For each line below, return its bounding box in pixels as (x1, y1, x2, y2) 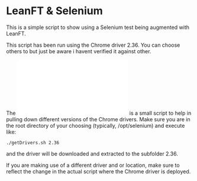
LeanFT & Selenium (6, 4, 103, 18)
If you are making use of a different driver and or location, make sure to (6, 161, 180, 169)
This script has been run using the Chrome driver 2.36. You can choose (6, 41, 180, 49)
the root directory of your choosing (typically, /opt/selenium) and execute (6, 122, 185, 129)
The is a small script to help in (6, 109, 192, 117)
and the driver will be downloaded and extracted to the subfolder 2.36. (6, 150, 179, 157)
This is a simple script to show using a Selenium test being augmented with (6, 24, 190, 31)
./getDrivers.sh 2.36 (6, 140, 60, 146)
